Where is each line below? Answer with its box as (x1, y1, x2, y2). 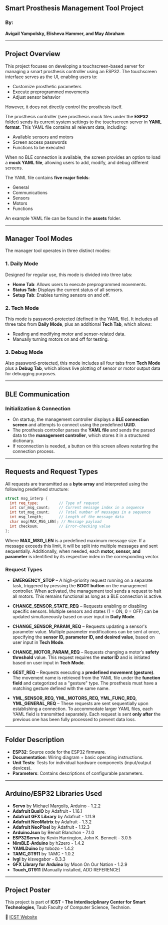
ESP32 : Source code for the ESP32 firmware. (12, 749, 106, 755)
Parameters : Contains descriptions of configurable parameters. (12, 770, 144, 776)
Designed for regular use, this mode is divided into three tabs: (5, 272, 132, 278)
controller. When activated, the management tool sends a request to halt (12, 588, 161, 594)
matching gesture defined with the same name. (12, 685, 110, 691)
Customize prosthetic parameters (12, 83, 81, 89)
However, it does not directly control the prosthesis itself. (5, 104, 122, 110)
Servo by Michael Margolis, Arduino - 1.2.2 (12, 803, 101, 809)
